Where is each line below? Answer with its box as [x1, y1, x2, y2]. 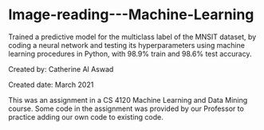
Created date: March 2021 [8, 80, 94, 89]
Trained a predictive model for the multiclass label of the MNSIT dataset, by [8, 32, 257, 41]
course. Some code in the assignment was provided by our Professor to [8, 104, 245, 113]
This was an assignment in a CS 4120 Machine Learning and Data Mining [8, 95, 248, 104]
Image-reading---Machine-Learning [8, 6, 254, 24]
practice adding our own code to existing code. [8, 112, 164, 121]
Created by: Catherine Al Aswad [8, 64, 114, 73]
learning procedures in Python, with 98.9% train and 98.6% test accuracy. [8, 49, 252, 58]
